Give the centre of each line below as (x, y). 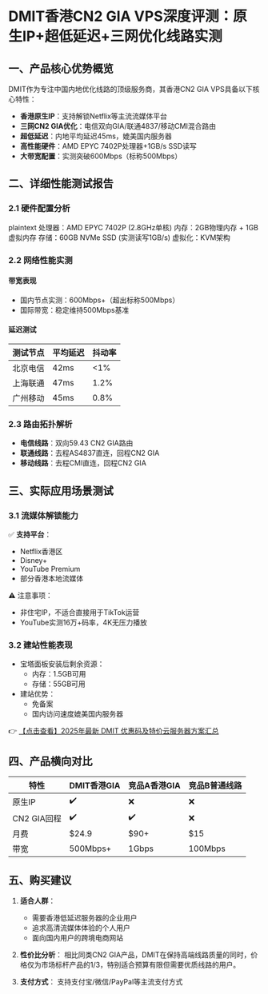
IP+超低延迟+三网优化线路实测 (122, 36)
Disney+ (34, 560)
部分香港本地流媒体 (52, 578)
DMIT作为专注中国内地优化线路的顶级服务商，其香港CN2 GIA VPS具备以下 (131, 89)
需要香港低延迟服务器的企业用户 (84, 917)
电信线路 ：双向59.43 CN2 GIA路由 (76, 443)
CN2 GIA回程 (37, 818)
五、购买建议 (40, 880)
